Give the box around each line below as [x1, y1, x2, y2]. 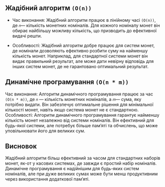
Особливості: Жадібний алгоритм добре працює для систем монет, [12, 42, 155, 48]
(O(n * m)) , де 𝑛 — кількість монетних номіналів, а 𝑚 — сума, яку [5, 96, 142, 102]
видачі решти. [12, 33, 42, 39]
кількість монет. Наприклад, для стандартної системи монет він [12, 53, 148, 59]
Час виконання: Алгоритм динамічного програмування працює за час [5, 91, 154, 97]
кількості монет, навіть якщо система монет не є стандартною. [5, 106, 139, 113]
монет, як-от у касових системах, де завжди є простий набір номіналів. [5, 160, 157, 166]
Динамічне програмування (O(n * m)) [5, 78, 129, 86]
